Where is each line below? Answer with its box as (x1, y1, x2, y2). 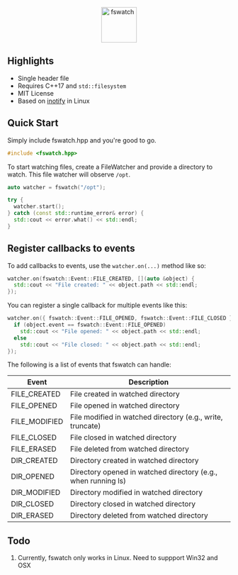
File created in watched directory (69, 389, 181, 399)
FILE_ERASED (11, 444, 57, 454)
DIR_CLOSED (11, 499, 55, 509)
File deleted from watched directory (69, 444, 189, 454)
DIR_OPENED (11, 471, 55, 481)
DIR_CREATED (11, 456, 58, 466)
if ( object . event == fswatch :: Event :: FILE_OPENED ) (13, 321, 166, 329)
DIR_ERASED (11, 510, 55, 520)
